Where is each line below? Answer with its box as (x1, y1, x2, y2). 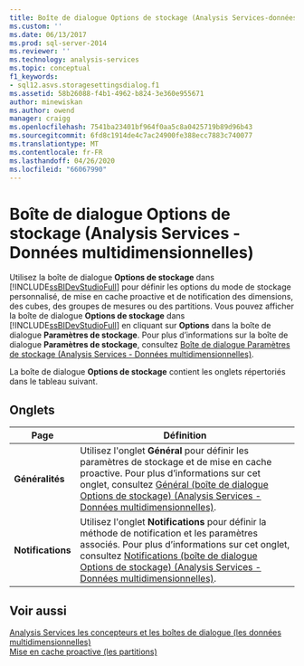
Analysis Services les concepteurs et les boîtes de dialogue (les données (9, 626, 282, 638)
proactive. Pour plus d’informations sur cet (80, 467, 261, 480)
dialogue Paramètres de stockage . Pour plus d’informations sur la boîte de (9, 329, 289, 340)
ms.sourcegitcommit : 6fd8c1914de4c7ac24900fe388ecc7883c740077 (9, 131, 253, 140)
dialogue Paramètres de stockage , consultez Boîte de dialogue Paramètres (9, 339, 291, 350)
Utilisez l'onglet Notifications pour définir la (80, 516, 267, 528)
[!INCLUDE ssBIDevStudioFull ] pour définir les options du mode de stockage (9, 281, 291, 292)
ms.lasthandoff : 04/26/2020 (9, 156, 116, 166)
